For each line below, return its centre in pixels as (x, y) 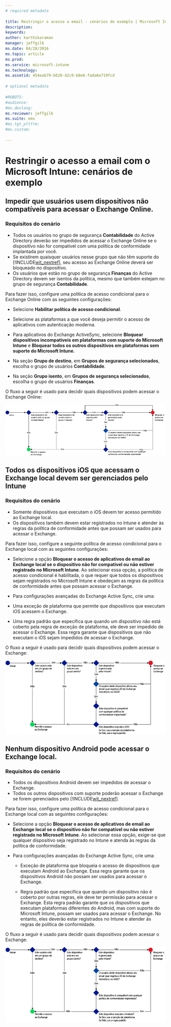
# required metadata (27, 11)
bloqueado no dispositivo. (40, 267)
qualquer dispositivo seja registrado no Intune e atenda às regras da (84, 840)
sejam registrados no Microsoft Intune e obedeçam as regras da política (88, 581)
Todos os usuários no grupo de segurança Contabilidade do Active (83, 235)
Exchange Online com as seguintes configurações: (59, 299)
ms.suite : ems (20, 119)
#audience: (17, 102)
